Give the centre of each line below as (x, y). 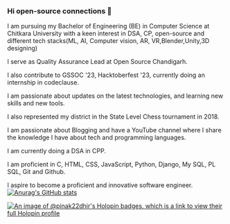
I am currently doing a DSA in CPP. (56, 151)
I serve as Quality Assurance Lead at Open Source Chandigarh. (98, 62)
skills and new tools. (36, 103)
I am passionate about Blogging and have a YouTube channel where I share (114, 130)
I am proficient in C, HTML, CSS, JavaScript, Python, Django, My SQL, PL (112, 164)
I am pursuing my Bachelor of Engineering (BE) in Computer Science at (108, 26)
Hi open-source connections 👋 (60, 11)
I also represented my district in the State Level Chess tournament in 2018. (113, 117)
